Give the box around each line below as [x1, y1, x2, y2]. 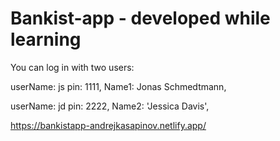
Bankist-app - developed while [10, 7, 271, 30]
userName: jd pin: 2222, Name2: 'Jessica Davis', [10, 100, 210, 112]
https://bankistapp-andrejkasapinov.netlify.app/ [10, 119, 207, 131]
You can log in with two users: [10, 61, 135, 73]
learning [10, 28, 82, 51]
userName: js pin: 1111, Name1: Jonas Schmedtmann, [10, 80, 227, 92]
